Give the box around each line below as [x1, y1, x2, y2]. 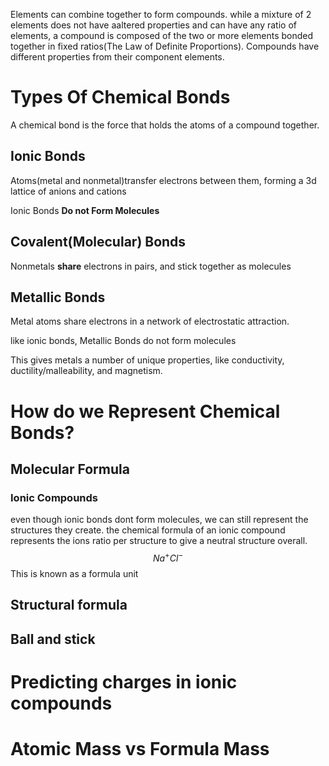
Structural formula [10, 597, 128, 614]
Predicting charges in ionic [10, 670, 238, 693]
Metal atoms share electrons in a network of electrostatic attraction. [10, 315, 290, 328]
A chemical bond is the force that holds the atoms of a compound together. [10, 119, 320, 131]
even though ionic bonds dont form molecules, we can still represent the [10, 514, 309, 526]
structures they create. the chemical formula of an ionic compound [10, 524, 286, 536]
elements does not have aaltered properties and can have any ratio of [10, 19, 297, 31]
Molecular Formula [10, 460, 130, 478]
